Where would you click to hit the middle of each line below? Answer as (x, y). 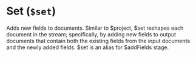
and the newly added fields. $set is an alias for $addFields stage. (88, 47)
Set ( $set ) (31, 11)
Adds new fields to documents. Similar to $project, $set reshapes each (95, 28)
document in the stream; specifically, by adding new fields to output (91, 34)
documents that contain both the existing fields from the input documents (98, 41)
